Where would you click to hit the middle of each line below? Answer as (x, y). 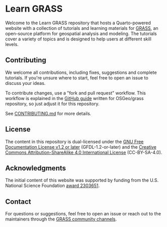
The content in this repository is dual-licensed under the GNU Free (74, 142)
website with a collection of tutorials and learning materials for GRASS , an (82, 28)
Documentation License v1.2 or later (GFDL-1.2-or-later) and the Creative (81, 147)
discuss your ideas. (25, 83)
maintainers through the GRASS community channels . (61, 219)
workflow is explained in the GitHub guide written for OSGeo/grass (74, 98)
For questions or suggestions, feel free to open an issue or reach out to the (83, 214)
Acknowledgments (36, 168)
